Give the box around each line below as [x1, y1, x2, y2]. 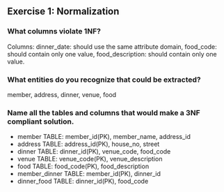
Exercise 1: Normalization [7, 6, 120, 17]
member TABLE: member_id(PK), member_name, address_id [17, 133, 191, 141]
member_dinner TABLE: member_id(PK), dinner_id [17, 170, 161, 178]
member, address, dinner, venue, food [7, 90, 117, 98]
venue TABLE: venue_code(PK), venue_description [17, 155, 163, 163]
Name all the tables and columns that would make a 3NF [7, 108, 200, 117]
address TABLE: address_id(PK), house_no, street [17, 140, 160, 149]
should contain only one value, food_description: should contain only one [7, 50, 217, 58]
